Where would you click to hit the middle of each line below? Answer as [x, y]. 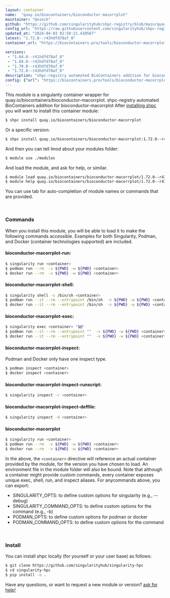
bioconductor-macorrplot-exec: [40, 316]
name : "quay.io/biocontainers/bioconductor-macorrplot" [67, 15]
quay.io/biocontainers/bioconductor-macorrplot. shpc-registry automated [82, 100]
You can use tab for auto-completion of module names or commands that [82, 191]
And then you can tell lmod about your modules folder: [62, 149]
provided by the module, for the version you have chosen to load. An [77, 464]
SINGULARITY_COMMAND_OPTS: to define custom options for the [82, 506]
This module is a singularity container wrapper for [57, 95]
